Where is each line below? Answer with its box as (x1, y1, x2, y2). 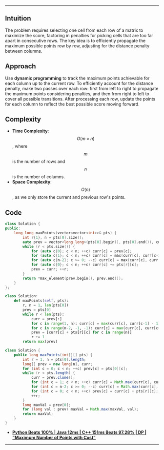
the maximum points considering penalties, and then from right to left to (5, 91, 150, 97)
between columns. (5, 48, 42, 54)
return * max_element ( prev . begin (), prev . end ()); (22, 276, 123, 281)
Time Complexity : (12, 128, 49, 134)
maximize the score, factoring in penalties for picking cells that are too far (5, 32, 154, 38)
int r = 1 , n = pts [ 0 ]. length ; (22, 357, 86, 362)
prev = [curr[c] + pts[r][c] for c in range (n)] (31, 330, 132, 335)
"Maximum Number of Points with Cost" (12, 434, 96, 440)
